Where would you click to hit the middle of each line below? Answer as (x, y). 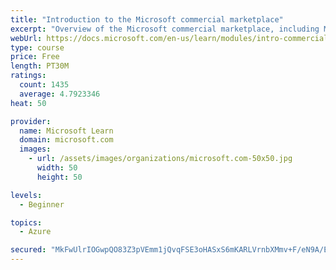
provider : (31, 121)
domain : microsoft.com (66, 140)
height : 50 (59, 177)
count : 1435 (44, 85)
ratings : (28, 76)
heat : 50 (28, 103)
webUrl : (26, 38)
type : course (37, 47)
